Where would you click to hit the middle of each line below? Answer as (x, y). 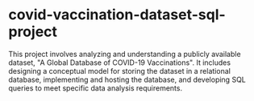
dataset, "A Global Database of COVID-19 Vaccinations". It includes (120, 63)
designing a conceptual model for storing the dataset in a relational (120, 71)
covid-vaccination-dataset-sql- (117, 15)
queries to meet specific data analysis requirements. (96, 88)
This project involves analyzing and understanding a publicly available (125, 54)
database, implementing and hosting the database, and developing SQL (127, 79)
